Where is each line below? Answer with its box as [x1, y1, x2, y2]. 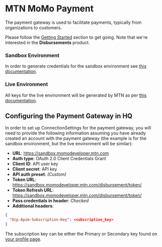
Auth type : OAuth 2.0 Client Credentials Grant [12, 156, 106, 162]
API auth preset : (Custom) [12, 172, 67, 178]
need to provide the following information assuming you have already [5, 130, 146, 136]
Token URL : [12, 177, 37, 183]
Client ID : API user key [12, 161, 58, 167]
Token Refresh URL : [12, 187, 54, 193]
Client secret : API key [12, 166, 57, 172]
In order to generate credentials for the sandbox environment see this [5, 63, 147, 69]
